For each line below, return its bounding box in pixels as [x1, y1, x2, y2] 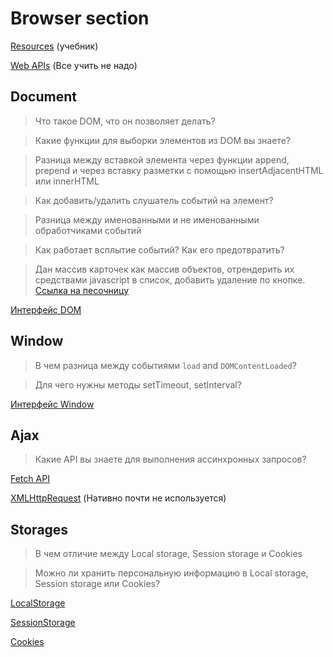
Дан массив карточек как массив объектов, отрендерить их [34, 263, 295, 275]
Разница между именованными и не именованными [34, 213, 260, 226]
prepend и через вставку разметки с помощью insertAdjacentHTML [34, 164, 324, 176]
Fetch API [10, 473, 50, 485]
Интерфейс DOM [10, 303, 82, 316]
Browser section [10, 7, 150, 30]
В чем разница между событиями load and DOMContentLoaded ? [34, 359, 297, 371]
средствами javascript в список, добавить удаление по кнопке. [34, 273, 306, 286]
